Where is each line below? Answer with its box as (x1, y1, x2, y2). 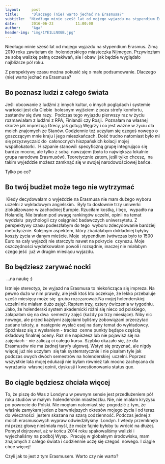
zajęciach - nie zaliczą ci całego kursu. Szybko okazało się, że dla (5, 338, 138, 344)
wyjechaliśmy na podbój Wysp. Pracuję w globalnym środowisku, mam (5, 433, 150, 439)
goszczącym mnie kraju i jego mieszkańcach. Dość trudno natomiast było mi (5, 133, 160, 139)
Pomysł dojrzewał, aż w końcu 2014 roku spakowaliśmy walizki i (5, 428, 135, 434)
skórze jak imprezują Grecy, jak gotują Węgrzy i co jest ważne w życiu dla (5, 122, 155, 128)
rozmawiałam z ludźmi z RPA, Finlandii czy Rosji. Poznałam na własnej (5, 117, 148, 123)
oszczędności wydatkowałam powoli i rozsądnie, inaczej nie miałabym (5, 243, 147, 249)
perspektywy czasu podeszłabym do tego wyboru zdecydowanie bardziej (5, 222, 156, 228)
